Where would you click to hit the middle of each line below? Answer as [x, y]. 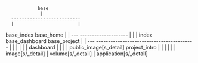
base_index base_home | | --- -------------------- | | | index [79, 35]
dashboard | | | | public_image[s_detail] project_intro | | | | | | [102, 47]
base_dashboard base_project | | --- [50, 41]
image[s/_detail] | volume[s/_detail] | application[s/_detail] [77, 54]
